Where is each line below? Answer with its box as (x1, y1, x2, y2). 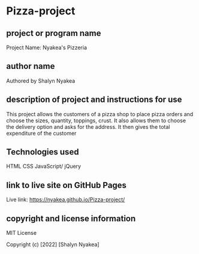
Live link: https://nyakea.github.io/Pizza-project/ (6, 196, 125, 203)
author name (6, 61, 55, 71)
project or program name (6, 28, 101, 38)
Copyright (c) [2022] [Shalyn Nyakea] (6, 241, 100, 248)
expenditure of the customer (6, 129, 77, 137)
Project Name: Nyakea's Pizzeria (6, 44, 87, 51)
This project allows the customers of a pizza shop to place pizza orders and (6, 110, 194, 117)
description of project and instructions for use (6, 95, 182, 105)
